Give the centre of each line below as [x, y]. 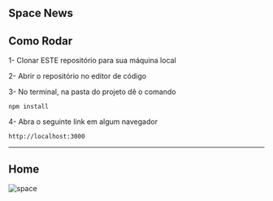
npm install [28, 107]
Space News [41, 13]
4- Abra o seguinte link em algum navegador [83, 122]
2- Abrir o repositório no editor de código [78, 76]
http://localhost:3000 [47, 137]
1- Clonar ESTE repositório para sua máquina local [92, 61]
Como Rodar [41, 41]
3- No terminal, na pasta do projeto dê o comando [92, 92]
